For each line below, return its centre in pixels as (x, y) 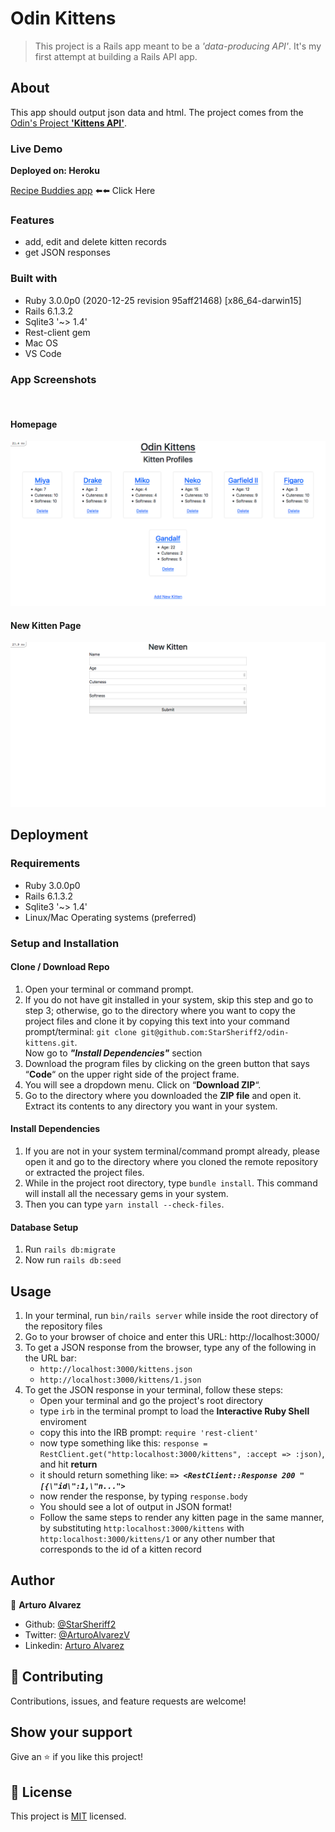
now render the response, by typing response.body (143, 1496)
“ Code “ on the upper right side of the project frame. (132, 1074)
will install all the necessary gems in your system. (126, 1193)
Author (32, 1580)
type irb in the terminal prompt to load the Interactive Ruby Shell (174, 1411)
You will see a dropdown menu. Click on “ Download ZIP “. (143, 1084)
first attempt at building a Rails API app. (116, 56)
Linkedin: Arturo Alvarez (74, 1645)
